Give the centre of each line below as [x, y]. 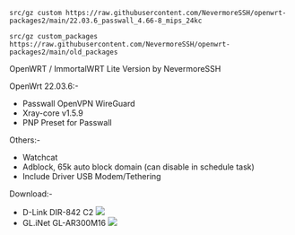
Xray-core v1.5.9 [52, 113]
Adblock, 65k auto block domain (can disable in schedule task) [139, 167]
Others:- [25, 140]
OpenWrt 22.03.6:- [44, 86]
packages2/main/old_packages [64, 52]
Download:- [31, 194]
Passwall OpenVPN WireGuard [79, 104]
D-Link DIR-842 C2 [58, 212]
